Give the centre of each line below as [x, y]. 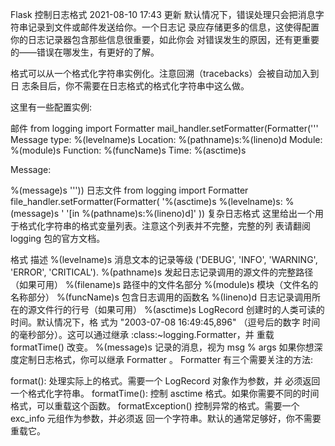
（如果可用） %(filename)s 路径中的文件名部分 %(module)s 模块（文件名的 [164, 284]
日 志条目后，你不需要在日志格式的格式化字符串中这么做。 [130, 86]
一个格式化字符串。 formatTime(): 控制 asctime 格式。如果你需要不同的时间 [165, 393]
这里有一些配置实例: [51, 107]
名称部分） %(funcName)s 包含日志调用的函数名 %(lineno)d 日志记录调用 [161, 297]
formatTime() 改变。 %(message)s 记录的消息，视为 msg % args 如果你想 [162, 347]
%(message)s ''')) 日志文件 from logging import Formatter [129, 190]
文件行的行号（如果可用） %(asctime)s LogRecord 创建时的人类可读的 [180, 309]
